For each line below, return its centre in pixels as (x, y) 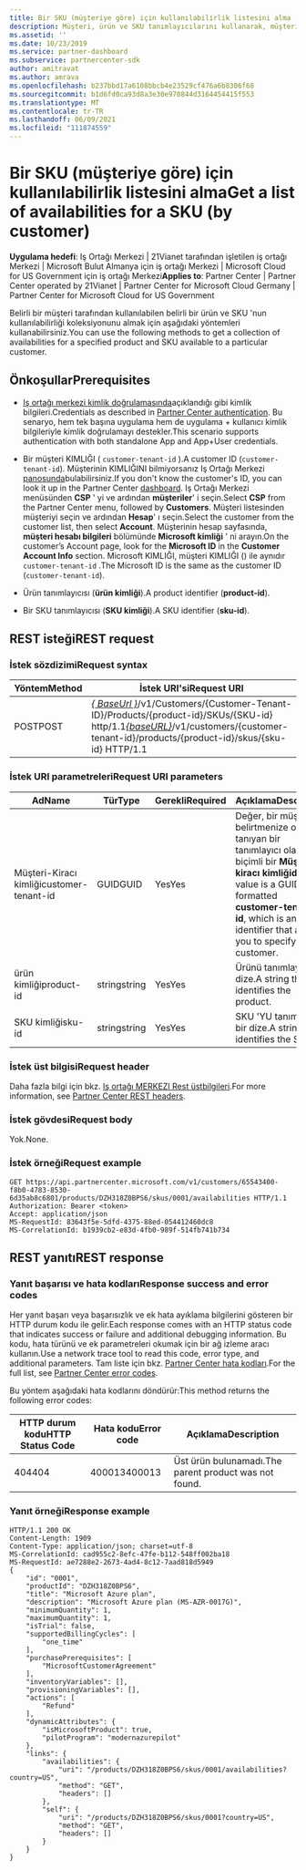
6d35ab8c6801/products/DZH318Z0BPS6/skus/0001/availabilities (130, 1198)
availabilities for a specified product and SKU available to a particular (139, 342)
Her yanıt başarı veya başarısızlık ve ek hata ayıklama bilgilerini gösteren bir (151, 1315)
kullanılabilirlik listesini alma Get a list (152, 193)
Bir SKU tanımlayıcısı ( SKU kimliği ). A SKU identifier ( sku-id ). (136, 610)
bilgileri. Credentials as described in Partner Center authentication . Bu (153, 412)
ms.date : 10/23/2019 (49, 43)
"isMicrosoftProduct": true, (97, 1730)
